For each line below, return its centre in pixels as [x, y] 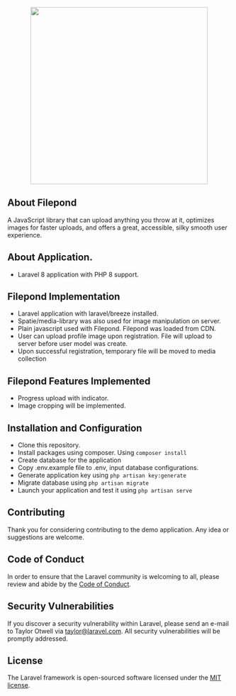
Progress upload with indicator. [63, 398]
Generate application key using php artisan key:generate [102, 476]
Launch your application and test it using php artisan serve [105, 490]
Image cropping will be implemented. [72, 406]
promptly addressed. [38, 639]
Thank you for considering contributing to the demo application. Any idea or [118, 529]
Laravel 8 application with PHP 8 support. [78, 274]
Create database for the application [69, 460]
